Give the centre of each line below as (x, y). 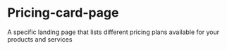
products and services (40, 39)
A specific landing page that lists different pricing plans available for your (114, 32)
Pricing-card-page (63, 13)
